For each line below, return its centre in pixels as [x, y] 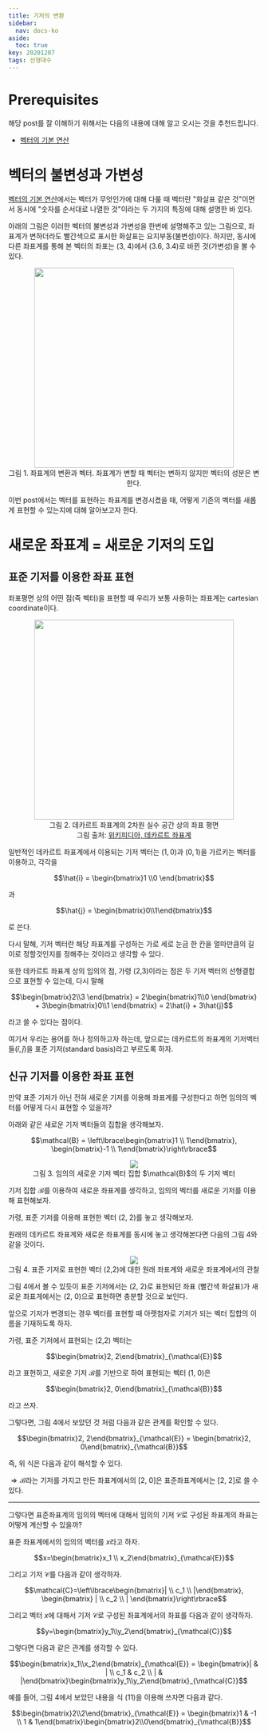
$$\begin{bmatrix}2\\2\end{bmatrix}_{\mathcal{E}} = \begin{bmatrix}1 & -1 [134, 1713]
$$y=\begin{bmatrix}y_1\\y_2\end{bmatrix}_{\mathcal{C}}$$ [134, 1631]
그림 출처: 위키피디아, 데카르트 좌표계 [134, 835]
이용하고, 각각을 [33, 861]
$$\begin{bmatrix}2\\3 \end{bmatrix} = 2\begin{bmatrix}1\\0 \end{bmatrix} [134, 997]
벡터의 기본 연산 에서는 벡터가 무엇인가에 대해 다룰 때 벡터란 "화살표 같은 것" [125, 199]
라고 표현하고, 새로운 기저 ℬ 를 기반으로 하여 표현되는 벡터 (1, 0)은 [110, 1372]
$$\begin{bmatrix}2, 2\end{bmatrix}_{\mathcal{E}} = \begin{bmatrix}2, [134, 1438]
